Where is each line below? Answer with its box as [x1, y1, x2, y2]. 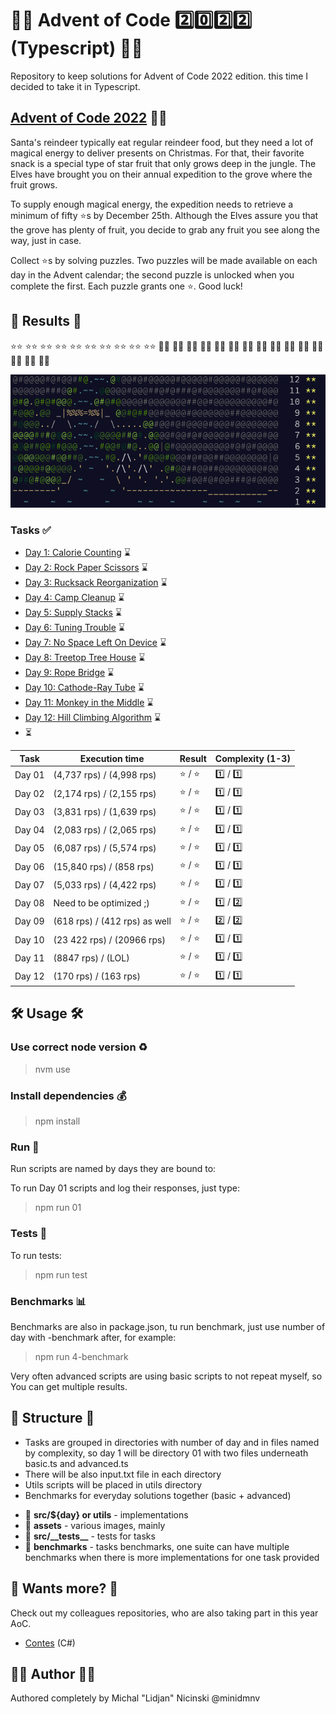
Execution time [79, 752, 145, 764]
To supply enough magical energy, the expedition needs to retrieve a [10, 198, 294, 210]
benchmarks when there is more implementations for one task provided [24, 1551, 320, 1563]
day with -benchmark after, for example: [10, 1331, 177, 1343]
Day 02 [14, 787, 45, 799]
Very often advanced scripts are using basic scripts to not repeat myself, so [10, 1370, 323, 1382]
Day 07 [14, 878, 45, 891]
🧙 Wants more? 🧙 [10, 1580, 118, 1597]
